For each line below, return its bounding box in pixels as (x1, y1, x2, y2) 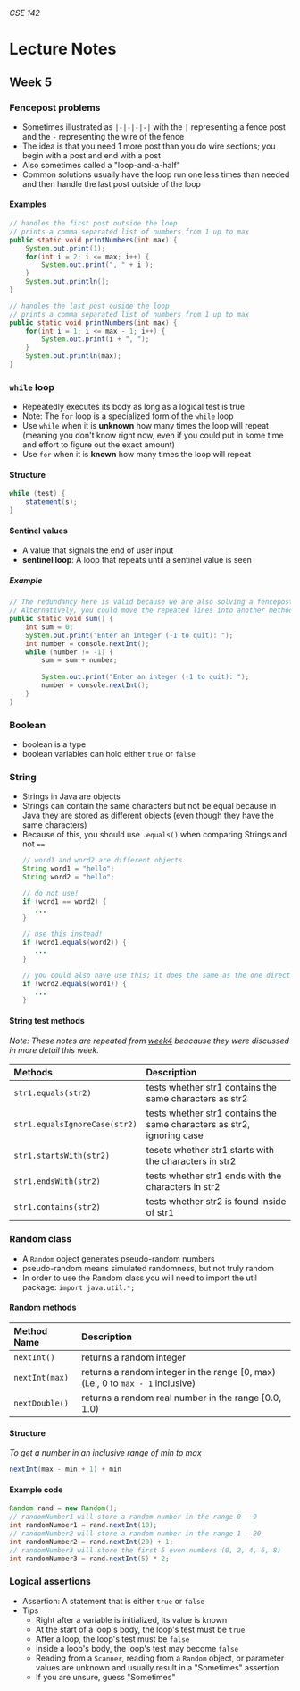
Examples (9, 199, 47, 209)
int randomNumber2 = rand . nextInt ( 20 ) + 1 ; (9, 1537, 174, 1546)
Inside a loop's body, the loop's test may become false (35, 1643, 239, 1653)
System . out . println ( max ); (25, 352, 122, 361)
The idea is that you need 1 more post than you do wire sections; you (21, 140, 276, 151)
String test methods (9, 1015, 85, 1025)
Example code (9, 1484, 63, 1495)
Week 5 (9, 74, 52, 89)
